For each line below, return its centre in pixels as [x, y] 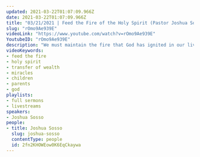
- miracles [20, 73]
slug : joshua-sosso [36, 134]
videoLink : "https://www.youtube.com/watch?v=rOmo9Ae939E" [81, 34]
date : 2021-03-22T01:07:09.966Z [46, 17]
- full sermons [25, 100]
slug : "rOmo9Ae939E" [32, 28]
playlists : [20, 95]
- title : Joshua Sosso [34, 128]
